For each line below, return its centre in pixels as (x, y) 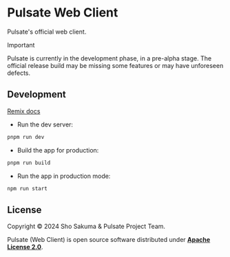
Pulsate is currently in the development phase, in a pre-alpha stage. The (109, 58)
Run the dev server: (45, 124)
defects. (19, 73)
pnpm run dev (26, 137)
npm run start (28, 188)
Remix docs (24, 111)
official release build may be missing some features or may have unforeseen (115, 65)
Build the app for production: (58, 150)
